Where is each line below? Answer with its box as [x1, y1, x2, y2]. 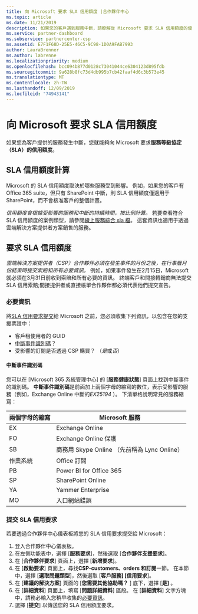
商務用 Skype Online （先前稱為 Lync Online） [56, 445, 184, 454]
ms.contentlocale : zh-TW [6, 80, 67, 86]
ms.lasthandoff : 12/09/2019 [6, 86, 75, 91]
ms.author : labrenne [6, 52, 57, 58]
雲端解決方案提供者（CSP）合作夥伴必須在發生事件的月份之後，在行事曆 [6, 260, 182, 267]
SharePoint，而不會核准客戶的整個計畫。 [6, 196, 105, 203]
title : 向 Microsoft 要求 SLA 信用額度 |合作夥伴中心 [6, 8, 130, 15]
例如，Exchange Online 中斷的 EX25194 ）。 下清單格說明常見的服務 [16, 390, 179, 398]
